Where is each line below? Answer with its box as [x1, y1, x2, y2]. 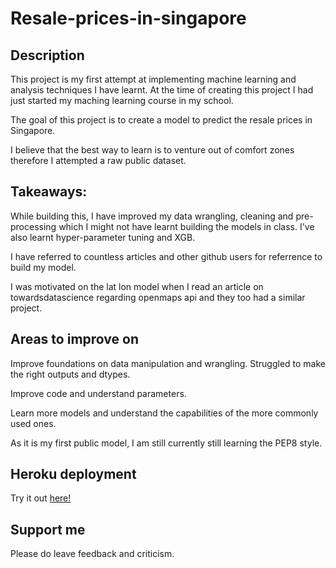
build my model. [10, 261, 77, 273]
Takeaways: [10, 183, 88, 201]
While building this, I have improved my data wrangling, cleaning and [10, 210, 294, 222]
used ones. [10, 417, 57, 429]
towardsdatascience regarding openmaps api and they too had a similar [10, 291, 306, 303]
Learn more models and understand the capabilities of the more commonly [10, 407, 319, 419]
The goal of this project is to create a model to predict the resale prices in [10, 114, 313, 126]
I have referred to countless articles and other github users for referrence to [10, 250, 323, 262]
